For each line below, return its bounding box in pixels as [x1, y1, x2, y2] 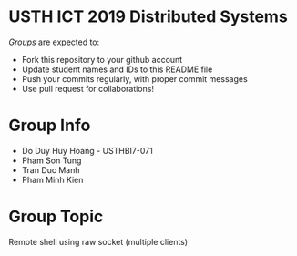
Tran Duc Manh [21, 164, 80, 175]
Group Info [8, 116, 91, 136]
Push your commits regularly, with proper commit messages [21, 73, 248, 84]
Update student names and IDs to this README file [21, 64, 213, 75]
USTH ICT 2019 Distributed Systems [8, 6, 288, 27]
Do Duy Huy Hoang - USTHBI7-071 [21, 145, 154, 156]
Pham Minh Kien [21, 174, 84, 185]
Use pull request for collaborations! [21, 83, 154, 94]
